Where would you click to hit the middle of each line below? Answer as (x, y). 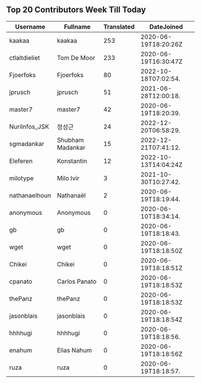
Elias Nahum (74, 350)
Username (30, 26)
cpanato (21, 281)
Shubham (70, 140)
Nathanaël (71, 195)
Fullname (77, 26)
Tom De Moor (76, 57)
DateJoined (166, 26)
